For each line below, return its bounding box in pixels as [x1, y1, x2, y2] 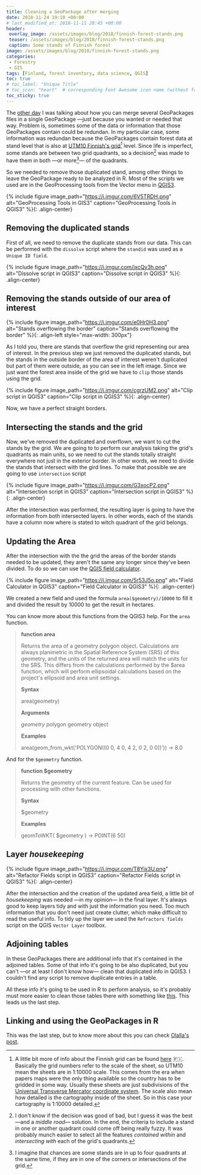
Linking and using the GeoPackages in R [6, 1016, 159, 1026]
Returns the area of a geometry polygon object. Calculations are [20, 642, 179, 649]
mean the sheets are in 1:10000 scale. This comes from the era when [14, 1069, 185, 1076]
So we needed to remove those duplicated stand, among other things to [6, 168, 184, 175]
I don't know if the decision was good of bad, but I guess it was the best [14, 1112, 193, 1119]
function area [20, 630, 56, 637]
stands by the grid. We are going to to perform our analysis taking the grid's [6, 445, 193, 452]
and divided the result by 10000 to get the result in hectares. [6, 601, 156, 608]
